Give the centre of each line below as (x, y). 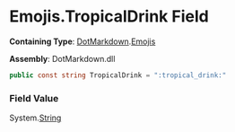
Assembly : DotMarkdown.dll (62, 58)
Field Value (34, 98)
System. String (35, 118)
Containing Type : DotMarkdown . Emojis (83, 41)
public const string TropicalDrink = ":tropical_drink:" (118, 75)
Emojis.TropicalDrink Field (109, 17)
